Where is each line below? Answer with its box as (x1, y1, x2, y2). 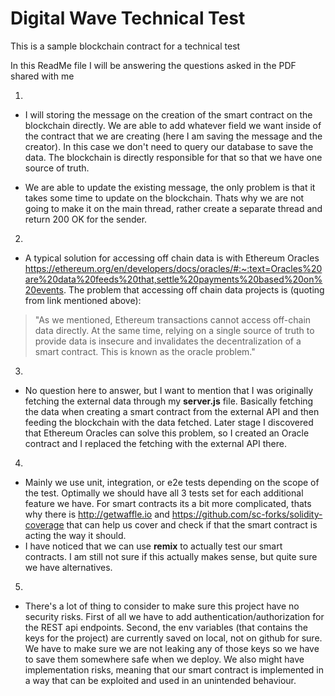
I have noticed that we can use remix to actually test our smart (24, 540, 283, 552)
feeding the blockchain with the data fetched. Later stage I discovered (24, 416, 314, 428)
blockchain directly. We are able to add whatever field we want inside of (24, 119, 322, 131)
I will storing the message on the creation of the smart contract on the (24, 108, 313, 121)
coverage (24, 518, 65, 531)
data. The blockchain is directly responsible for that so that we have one (24, 151, 323, 163)
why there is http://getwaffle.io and (24, 508, 170, 520)
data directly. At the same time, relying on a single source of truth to (34, 324, 315, 336)
